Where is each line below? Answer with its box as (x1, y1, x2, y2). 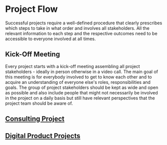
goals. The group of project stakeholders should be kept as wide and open (5, 84, 159, 90)
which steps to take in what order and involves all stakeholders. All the (5, 25, 150, 31)
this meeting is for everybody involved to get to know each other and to (5, 73, 152, 80)
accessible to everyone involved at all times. (5, 36, 96, 42)
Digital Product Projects (5, 132, 81, 140)
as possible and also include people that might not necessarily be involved (5, 89, 158, 95)
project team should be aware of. (5, 100, 73, 106)
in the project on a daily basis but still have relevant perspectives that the (5, 95, 156, 101)
